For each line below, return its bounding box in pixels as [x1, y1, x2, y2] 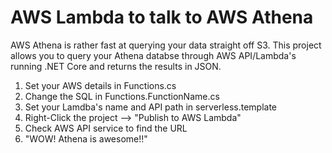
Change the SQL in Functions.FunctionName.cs [24, 90, 220, 102]
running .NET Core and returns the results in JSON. [10, 60, 222, 72]
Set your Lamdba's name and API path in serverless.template [24, 101, 277, 113]
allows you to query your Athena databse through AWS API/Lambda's [10, 49, 297, 61]
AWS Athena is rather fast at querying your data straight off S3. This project [10, 39, 322, 51]
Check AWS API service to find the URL [24, 122, 188, 134]
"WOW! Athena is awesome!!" [24, 132, 148, 145]
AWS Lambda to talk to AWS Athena [10, 6, 314, 29]
